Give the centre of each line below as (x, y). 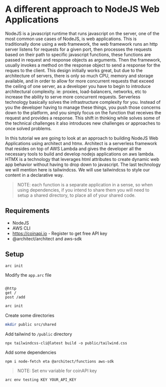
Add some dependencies (31, 352)
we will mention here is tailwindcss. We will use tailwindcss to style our (78, 169)
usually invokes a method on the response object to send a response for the (83, 65)
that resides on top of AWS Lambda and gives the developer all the (73, 149)
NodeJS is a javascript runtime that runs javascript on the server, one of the (82, 33)
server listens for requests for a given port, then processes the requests (79, 49)
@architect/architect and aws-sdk (47, 238)
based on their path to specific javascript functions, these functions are (78, 54)
